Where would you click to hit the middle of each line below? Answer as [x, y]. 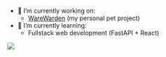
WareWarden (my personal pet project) [84, 18]
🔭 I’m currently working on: [56, 11]
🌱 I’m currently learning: [52, 25]
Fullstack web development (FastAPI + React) [94, 33]
